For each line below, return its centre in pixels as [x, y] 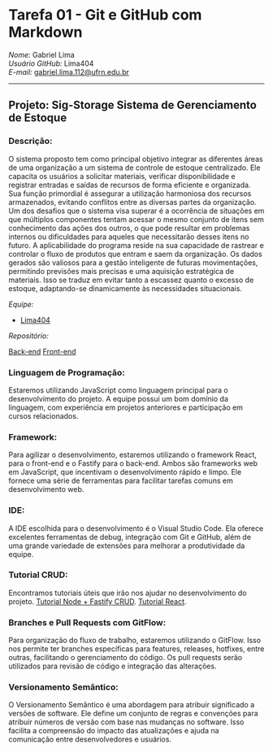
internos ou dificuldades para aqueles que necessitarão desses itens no [129, 237]
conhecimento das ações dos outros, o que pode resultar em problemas [129, 228]
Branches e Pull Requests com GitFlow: [87, 622]
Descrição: [30, 141]
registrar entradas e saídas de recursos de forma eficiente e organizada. [130, 185]
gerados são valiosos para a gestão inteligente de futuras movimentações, [133, 263]
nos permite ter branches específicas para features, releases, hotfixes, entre [136, 649]
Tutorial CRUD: [38, 575]
